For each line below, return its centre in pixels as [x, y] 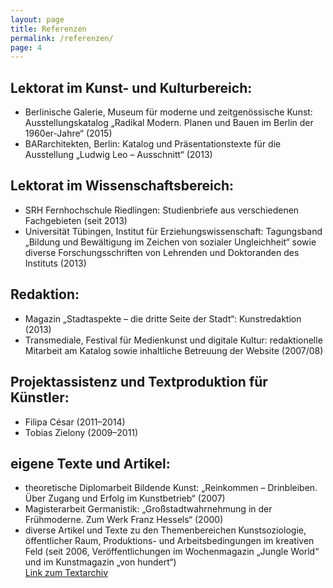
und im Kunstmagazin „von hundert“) [100, 562]
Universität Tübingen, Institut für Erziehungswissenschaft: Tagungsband [173, 231]
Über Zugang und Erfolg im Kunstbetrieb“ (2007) [125, 498]
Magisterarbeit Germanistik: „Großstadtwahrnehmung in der [148, 509]
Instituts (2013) [55, 263]
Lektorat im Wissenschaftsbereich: [122, 186]
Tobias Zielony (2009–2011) [81, 432]
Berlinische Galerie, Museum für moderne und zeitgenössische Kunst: [168, 112]
